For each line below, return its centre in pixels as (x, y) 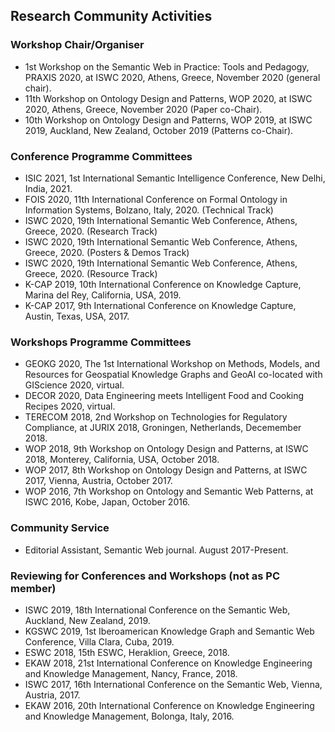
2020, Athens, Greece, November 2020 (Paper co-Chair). (143, 109)
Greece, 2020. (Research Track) (91, 231)
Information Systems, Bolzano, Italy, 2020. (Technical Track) (149, 210)
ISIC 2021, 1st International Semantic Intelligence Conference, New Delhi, (175, 178)
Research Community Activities (111, 16)
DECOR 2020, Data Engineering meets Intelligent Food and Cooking (164, 396)
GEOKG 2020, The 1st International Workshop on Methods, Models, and (172, 364)
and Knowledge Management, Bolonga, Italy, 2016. (129, 716)
